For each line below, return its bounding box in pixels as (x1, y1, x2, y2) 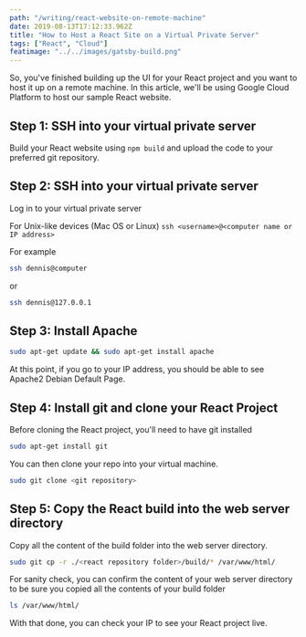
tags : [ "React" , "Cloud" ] (9, 38, 108, 48)
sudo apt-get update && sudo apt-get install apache (9, 348, 215, 357)
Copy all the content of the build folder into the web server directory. (9, 539, 268, 550)
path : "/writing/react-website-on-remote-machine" (9, 13, 206, 23)
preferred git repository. (9, 151, 100, 162)
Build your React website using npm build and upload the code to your (9, 142, 274, 153)
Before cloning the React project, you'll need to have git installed (9, 424, 253, 434)
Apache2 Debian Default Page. (9, 373, 126, 384)
